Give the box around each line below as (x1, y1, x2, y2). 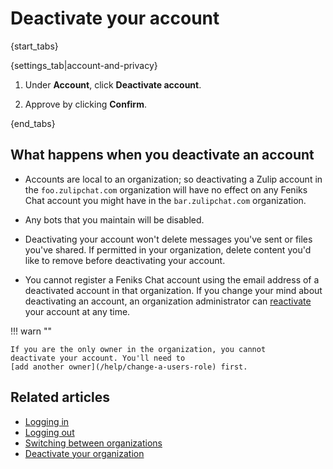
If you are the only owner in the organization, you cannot (10, 344, 267, 354)
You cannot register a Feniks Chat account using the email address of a (24, 273, 320, 286)
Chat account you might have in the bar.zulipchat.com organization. (24, 194, 307, 206)
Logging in (24, 415, 70, 427)
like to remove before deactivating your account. (24, 254, 226, 266)
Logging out (24, 426, 75, 438)
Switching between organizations (24, 437, 163, 449)
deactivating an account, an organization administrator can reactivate (24, 295, 312, 307)
